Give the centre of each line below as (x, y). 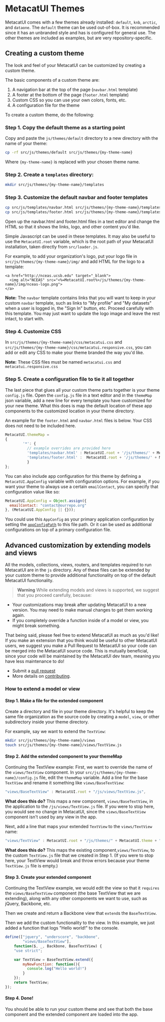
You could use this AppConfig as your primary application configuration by (80, 519)
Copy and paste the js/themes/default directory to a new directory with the (82, 138)
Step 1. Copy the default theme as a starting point (65, 127)
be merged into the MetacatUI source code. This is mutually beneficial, (77, 651)
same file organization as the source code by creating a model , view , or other (82, 717)
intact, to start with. (25, 319)
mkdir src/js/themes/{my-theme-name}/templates (55, 185)
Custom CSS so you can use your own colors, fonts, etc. (69, 100)
